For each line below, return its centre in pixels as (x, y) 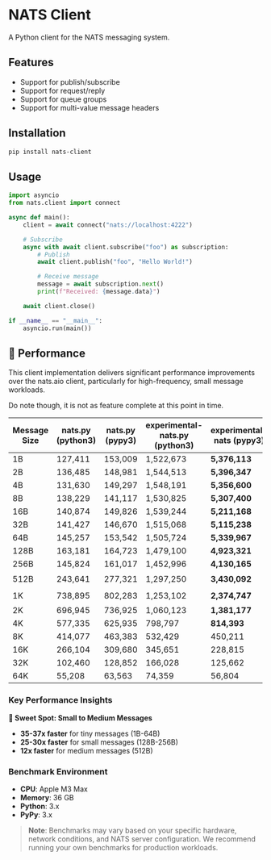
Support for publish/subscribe (70, 81)
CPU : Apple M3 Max (54, 789)
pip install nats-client (50, 152)
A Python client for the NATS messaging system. (89, 37)
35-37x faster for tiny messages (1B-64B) (90, 733)
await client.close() (59, 306)
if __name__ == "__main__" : (56, 320)
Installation (37, 134)
